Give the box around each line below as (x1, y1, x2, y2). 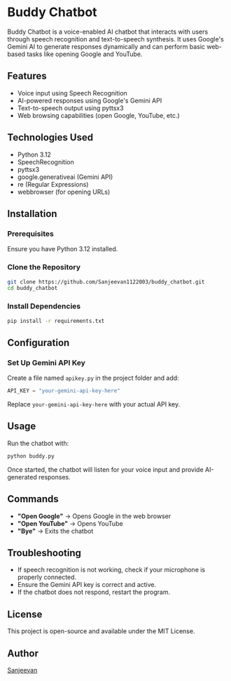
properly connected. (17, 573, 77, 581)
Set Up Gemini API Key (7, 357, 86, 367)
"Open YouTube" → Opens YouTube (17, 519, 124, 527)
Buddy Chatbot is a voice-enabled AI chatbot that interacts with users (7, 27, 209, 36)
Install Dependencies (7, 301, 81, 311)
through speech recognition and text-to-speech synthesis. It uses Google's (7, 34, 224, 43)
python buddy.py (7, 452, 55, 460)
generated (7, 472, 37, 481)
